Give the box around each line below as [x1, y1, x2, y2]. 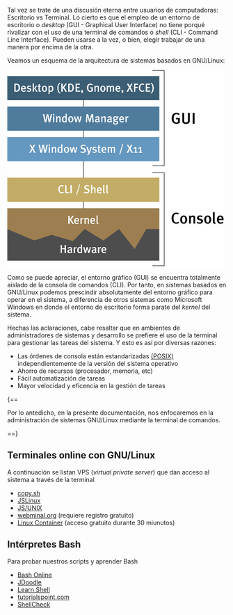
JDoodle [17, 577, 42, 586]
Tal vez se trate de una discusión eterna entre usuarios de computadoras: [7, 6, 219, 14]
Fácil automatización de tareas [17, 374, 106, 382]
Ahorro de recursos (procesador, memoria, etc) [17, 367, 153, 375]
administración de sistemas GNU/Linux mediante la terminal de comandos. [7, 416, 221, 424]
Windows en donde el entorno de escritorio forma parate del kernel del [7, 303, 211, 311]
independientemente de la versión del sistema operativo [17, 360, 179, 367]
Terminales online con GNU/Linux [7, 449, 155, 461]
